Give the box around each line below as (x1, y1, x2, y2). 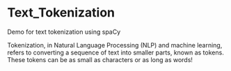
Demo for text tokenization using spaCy (7, 28, 121, 36)
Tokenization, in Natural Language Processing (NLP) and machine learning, (7, 41, 223, 49)
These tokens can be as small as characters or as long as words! (7, 55, 193, 63)
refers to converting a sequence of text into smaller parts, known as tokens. (7, 48, 224, 57)
